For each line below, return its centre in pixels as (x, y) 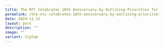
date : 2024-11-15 (23, 19)
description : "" (21, 28)
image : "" (15, 32)
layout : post (18, 23)
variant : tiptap (21, 37)
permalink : (16, 14)
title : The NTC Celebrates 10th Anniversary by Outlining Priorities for (82, 10)
